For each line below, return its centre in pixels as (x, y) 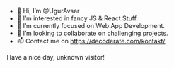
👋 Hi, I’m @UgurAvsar (48, 11)
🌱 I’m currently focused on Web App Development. (91, 26)
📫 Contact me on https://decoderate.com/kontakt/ (91, 41)
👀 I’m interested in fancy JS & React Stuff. (77, 18)
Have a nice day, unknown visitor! (56, 57)
